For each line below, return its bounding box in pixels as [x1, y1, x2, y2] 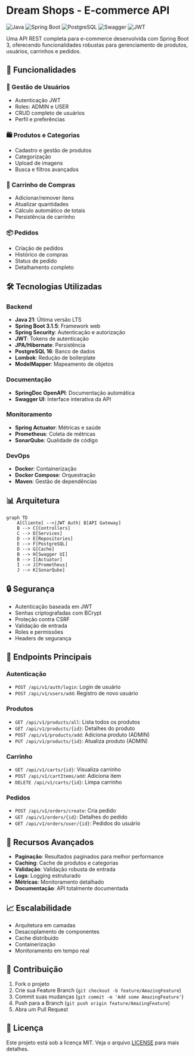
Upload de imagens [14, 159, 63, 166]
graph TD [6, 515, 28, 521]
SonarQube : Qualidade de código [14, 436, 98, 444]
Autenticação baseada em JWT [14, 603, 92, 610]
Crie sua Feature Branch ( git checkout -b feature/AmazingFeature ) [14, 986, 182, 994]
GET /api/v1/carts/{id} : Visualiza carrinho [14, 766, 121, 773]
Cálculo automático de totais [14, 207, 85, 214]
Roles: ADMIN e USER [14, 103, 69, 110]
